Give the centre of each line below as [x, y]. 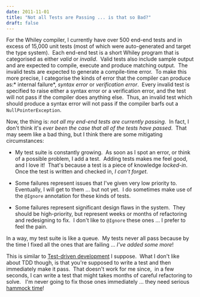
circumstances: [25, 141]
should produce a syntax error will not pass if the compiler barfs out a [92, 104]
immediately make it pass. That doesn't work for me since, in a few [90, 269]
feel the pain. [31, 227]
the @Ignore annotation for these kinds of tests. [73, 196]
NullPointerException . [34, 110]
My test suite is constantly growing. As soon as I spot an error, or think [102, 152]
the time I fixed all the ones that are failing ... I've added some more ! [90, 245]
